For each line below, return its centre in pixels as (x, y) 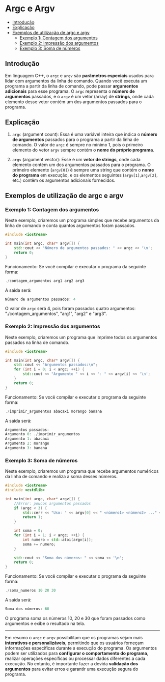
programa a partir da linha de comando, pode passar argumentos (72, 86)
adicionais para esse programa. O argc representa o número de (70, 91)
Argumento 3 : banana (26, 448)
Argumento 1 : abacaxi (27, 439)
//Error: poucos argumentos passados (53, 503)
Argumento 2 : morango (27, 443)
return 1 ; (33, 517)
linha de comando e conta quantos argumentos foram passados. (70, 226)
